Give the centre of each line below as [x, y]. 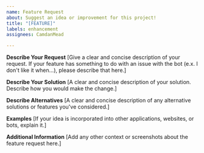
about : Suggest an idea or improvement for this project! [81, 18]
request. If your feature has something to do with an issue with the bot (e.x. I [102, 64]
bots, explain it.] [26, 125]
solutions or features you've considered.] [58, 107]
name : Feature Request [35, 12]
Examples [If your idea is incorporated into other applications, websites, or [100, 119]
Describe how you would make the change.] [62, 88]
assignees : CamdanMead [35, 35]
